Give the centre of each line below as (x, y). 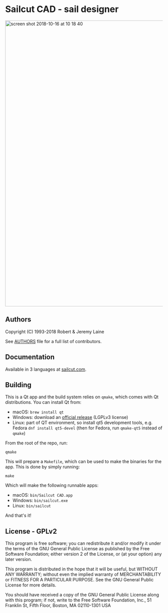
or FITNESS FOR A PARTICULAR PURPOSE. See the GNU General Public (79, 580)
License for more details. (31, 585)
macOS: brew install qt (38, 412)
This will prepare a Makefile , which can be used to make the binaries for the (83, 462)
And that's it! (18, 516)
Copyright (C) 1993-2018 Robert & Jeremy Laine (55, 332)
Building (18, 385)
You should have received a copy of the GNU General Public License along (82, 595)
